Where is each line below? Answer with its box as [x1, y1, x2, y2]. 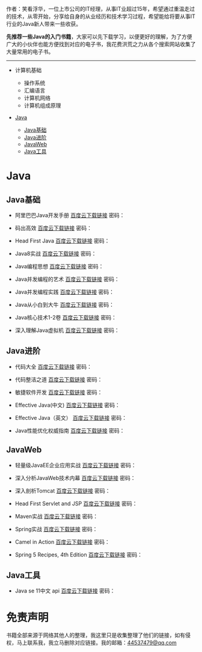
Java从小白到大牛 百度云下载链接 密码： [14, 301, 114, 308]
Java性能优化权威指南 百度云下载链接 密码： [14, 426, 125, 434]
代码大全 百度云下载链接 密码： [14, 363, 92, 370]
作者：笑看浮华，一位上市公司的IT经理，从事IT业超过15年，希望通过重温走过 [6, 5, 195, 12]
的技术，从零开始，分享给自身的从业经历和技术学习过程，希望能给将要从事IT [6, 13, 195, 20]
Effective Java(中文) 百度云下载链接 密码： [14, 401, 120, 408]
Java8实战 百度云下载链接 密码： [14, 250, 97, 257]
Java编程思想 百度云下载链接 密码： [14, 263, 104, 269]
